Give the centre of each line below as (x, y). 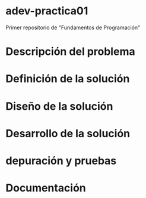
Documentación (46, 188)
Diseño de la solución (59, 106)
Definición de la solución (68, 79)
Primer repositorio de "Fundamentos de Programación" (73, 27)
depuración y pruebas (61, 161)
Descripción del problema (70, 52)
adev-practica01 (47, 11)
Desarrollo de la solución (68, 133)
